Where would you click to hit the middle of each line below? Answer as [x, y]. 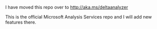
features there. [21, 22]
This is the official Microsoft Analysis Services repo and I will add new [78, 17]
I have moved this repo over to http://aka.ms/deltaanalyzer [67, 7]
